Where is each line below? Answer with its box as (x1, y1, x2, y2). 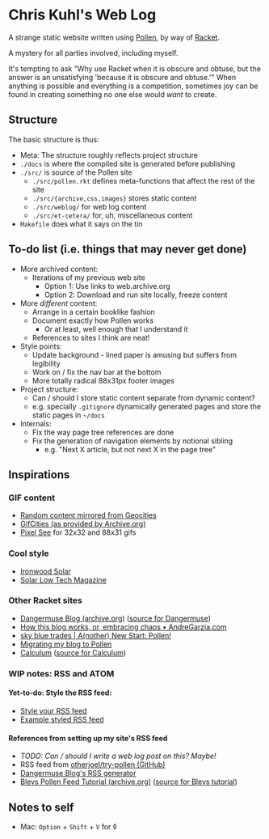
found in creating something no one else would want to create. (8, 89, 217, 99)
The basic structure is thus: (8, 134, 99, 144)
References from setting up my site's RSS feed (8, 733, 168, 743)
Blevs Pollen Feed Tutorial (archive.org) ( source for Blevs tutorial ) (19, 777, 238, 786)
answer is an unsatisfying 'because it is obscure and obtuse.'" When (8, 72, 237, 82)
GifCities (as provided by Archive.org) (19, 519, 146, 529)
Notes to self (8, 800, 74, 814)
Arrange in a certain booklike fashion (32, 307, 155, 316)
